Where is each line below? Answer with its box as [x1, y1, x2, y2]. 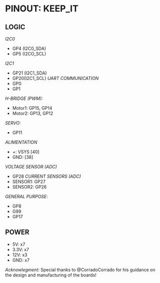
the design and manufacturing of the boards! [5, 272, 97, 278]
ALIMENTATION [5, 140, 38, 145]
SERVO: [5, 120, 21, 126]
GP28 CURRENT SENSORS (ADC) [12, 173, 81, 179]
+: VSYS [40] [12, 149, 40, 154]
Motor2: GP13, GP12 [12, 110, 53, 116]
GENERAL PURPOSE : [5, 194, 48, 199]
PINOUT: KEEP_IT [5, 3, 79, 14]
